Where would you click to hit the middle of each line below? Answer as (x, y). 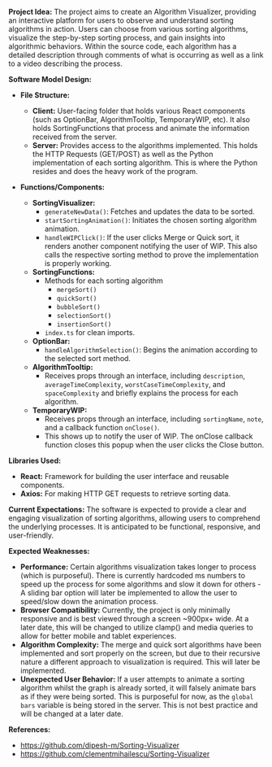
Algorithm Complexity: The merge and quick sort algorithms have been (140, 645)
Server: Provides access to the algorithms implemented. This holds (145, 145)
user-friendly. (31, 535)
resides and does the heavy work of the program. (115, 171)
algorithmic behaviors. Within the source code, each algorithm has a (123, 46)
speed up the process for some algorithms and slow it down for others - (140, 584)
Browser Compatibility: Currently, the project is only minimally (125, 610)
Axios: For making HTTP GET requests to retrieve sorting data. (125, 494)
